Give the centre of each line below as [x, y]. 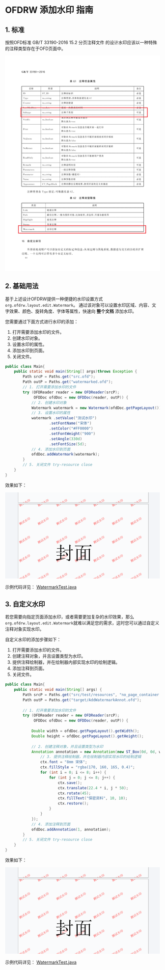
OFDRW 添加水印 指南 [49, 10]
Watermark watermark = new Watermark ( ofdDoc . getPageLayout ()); [97, 408]
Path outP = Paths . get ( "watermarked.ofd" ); [68, 382]
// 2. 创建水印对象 [49, 403]
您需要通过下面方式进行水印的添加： [42, 322]
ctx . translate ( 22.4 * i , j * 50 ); [93, 788]
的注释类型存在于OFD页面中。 [36, 49]
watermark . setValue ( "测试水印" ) [64, 418]
